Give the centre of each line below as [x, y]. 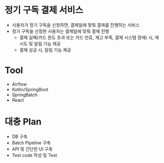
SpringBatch [25, 95]
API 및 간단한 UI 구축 [32, 149]
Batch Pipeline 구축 [31, 143]
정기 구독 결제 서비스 [44, 10]
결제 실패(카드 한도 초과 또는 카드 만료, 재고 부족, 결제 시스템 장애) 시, [86, 37]
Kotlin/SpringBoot [30, 89]
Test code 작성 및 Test [34, 155]
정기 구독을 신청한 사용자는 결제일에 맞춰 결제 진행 [60, 31]
